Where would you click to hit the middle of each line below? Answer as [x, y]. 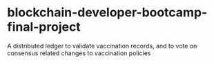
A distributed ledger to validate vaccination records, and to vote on [102, 46]
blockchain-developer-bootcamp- [107, 13]
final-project [44, 27]
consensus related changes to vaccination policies [79, 53]
